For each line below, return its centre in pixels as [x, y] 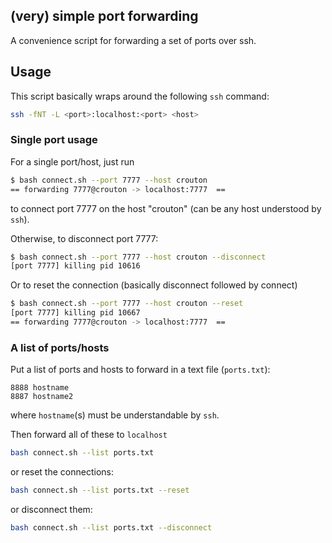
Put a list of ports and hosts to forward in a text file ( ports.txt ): [140, 370]
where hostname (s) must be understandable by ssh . [115, 415]
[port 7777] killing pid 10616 [75, 266]
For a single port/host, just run [72, 161]
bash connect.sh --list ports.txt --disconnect [111, 527]
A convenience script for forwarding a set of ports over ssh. [133, 40]
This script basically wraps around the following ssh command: [140, 96]
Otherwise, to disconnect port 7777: [84, 238]
